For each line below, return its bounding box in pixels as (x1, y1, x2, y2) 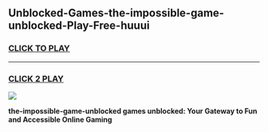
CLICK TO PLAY (8, 43, 70, 54)
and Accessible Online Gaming (8, 114, 112, 124)
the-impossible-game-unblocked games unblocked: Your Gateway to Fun (8, 106, 258, 115)
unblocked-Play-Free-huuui (8, 19, 150, 33)
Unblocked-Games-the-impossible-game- (8, 6, 225, 20)
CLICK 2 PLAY (8, 73, 64, 84)
